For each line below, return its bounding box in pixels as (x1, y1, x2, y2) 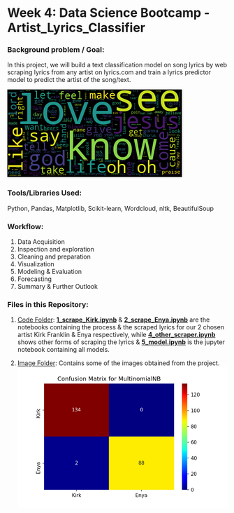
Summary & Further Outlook (17, 282, 98, 291)
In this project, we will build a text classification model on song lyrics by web (7, 61, 228, 69)
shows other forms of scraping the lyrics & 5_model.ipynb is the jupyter (17, 338, 226, 346)
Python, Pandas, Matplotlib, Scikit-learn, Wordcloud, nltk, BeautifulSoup (7, 204, 214, 212)
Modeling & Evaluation (17, 268, 82, 276)
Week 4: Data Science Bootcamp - (7, 5, 210, 21)
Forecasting (17, 275, 52, 283)
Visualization (17, 260, 54, 268)
